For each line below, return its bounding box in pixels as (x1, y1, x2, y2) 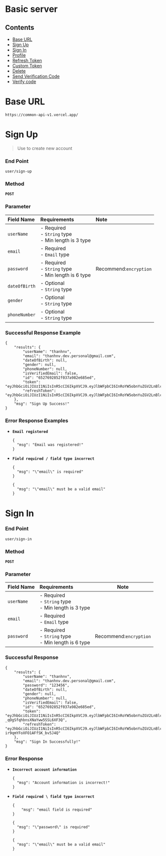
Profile (12, 52, 26, 58)
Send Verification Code (12, 73, 60, 79)
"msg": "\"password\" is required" (17, 825, 90, 830)
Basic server (5, 3, 58, 15)
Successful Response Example (5, 329, 81, 336)
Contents (5, 23, 35, 32)
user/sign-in (5, 536, 32, 542)
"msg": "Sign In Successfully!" (14, 739, 81, 744)
